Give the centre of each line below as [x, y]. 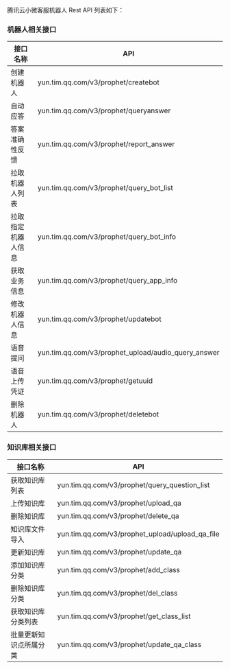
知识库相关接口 [32, 447]
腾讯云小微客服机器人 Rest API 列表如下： [66, 10]
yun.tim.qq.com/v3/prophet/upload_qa [119, 503]
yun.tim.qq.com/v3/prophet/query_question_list [133, 484]
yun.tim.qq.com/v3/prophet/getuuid [95, 381]
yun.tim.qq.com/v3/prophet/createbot [98, 82]
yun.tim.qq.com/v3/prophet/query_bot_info [107, 237]
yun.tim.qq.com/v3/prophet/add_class [118, 570]
